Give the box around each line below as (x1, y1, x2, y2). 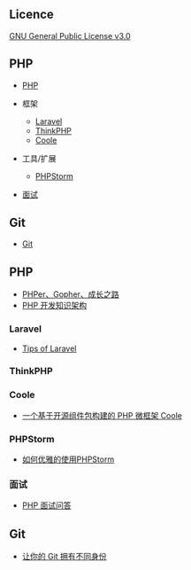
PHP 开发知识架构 (21, 301, 88, 311)
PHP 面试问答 (21, 500, 73, 511)
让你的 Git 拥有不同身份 (21, 551, 108, 562)
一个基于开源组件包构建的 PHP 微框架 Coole (21, 410, 183, 420)
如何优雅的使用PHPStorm (21, 454, 115, 465)
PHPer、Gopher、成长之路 (21, 289, 119, 300)
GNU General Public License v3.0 (9, 30, 131, 41)
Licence (9, 7, 55, 22)
